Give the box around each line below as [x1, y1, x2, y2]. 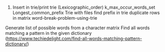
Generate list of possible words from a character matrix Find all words [5, 25, 150, 31]
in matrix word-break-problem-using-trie [12, 15, 98, 21]
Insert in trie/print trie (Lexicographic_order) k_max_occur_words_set [12, 5, 155, 10]
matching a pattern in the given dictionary [5, 30, 92, 36]
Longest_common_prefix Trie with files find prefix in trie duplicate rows [12, 10, 160, 16]
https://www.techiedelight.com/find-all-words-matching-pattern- [7, 35, 142, 41]
